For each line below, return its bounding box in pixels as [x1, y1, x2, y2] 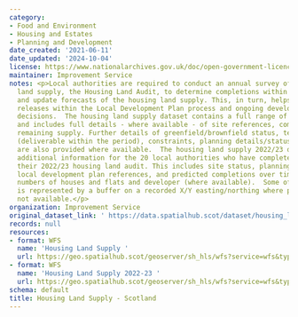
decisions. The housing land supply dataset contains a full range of [17, 112, 288, 121]
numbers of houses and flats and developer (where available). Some [17, 178, 279, 187]
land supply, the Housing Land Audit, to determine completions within [17, 87, 288, 96]
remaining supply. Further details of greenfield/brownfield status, [17, 129, 279, 138]
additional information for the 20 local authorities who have [17, 153, 255, 162]
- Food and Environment [9, 21, 98, 30]
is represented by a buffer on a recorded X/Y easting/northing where [17, 186, 284, 195]
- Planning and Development [9, 37, 114, 47]
